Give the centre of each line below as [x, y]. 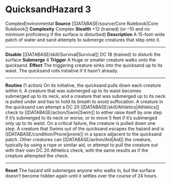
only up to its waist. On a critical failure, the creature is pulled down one [80, 123]
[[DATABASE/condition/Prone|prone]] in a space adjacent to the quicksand [83, 134]
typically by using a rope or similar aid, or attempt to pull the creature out [82, 145]
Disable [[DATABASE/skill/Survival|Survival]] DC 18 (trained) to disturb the [83, 54]
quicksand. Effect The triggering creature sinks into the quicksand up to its [84, 65]
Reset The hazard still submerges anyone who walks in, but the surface [80, 170]
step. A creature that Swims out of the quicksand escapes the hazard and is [85, 128]
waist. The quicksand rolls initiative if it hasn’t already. [62, 70]
